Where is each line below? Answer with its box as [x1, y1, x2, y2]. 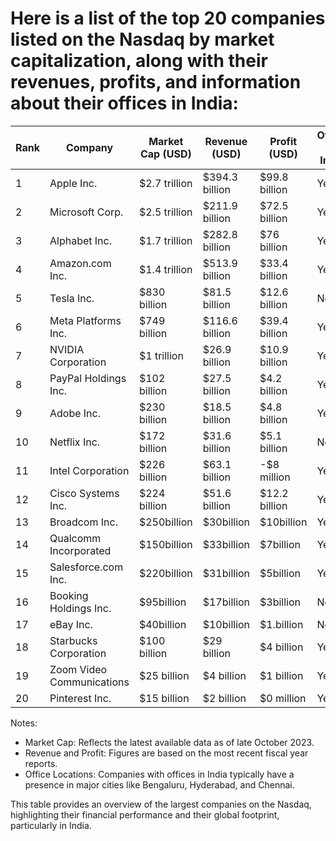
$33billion [202, 537, 251, 551]
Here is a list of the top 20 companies [10, 7, 326, 30]
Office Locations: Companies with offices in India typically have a [24, 768, 295, 780]
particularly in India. [10, 819, 92, 831]
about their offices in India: [10, 92, 239, 115]
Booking [49, 588, 89, 602]
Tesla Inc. [49, 291, 95, 305]
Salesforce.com [49, 560, 124, 574]
